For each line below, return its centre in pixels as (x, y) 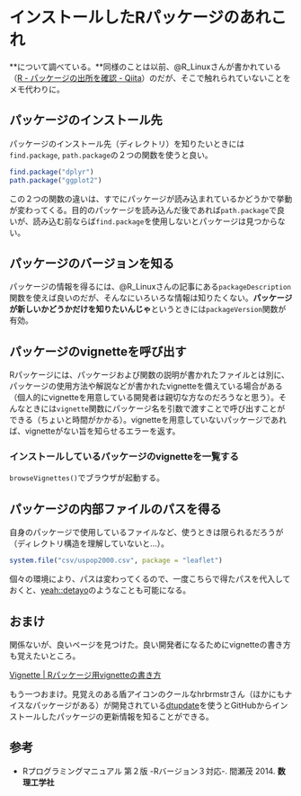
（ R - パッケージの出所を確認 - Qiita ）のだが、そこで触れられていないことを (150, 77)
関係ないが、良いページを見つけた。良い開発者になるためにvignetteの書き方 (150, 644)
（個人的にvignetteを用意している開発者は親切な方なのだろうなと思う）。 (144, 398)
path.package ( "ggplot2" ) (56, 180)
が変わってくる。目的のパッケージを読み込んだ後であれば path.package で (143, 210)
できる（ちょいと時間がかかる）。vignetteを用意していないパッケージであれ (148, 420)
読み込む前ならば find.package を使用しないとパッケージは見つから (155, 221)
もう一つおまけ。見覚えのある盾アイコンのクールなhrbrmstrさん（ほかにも (147, 693)
